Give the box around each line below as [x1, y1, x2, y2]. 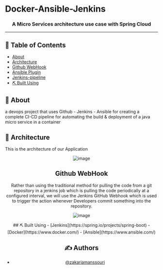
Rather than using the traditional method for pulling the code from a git [11, 182, 152, 188]
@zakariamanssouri [65, 259, 105, 265]
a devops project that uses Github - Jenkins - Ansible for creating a [5, 109, 140, 115]
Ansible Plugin [12, 69, 41, 75]
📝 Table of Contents [5, 41, 66, 49]
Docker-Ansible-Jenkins [5, 3, 106, 15]
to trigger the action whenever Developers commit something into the [12, 198, 151, 203]
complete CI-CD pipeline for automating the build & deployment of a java [5, 114, 150, 120]
